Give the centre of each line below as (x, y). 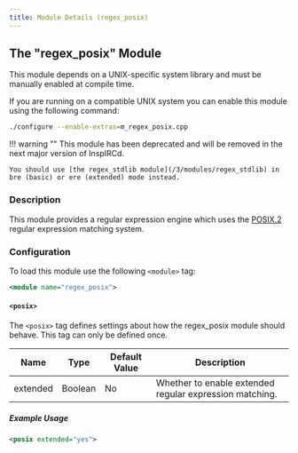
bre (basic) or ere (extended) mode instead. (94, 178)
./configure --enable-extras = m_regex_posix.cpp (99, 127)
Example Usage (39, 417)
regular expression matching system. (77, 228)
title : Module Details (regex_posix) (79, 17)
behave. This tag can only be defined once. (89, 335)
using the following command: (64, 111)
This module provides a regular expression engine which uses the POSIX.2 (145, 219)
